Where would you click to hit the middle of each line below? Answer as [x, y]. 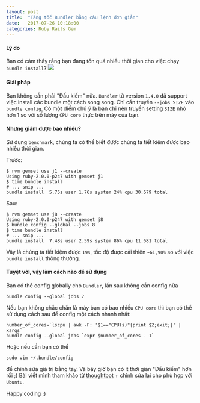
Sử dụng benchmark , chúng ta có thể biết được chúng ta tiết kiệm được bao [98, 142]
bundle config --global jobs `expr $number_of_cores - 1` [80, 336]
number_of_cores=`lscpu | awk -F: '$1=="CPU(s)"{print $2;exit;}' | [94, 325]
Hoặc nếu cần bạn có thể [38, 347]
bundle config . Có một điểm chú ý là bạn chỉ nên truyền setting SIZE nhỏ [96, 108]
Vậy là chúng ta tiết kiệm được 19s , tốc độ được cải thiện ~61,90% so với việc [100, 252]
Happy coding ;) [26, 394]
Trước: [14, 160]
